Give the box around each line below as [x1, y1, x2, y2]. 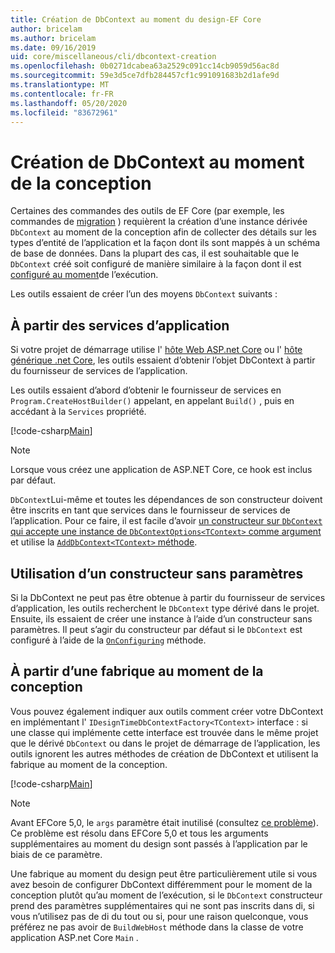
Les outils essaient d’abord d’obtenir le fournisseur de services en [10, 384, 282, 396]
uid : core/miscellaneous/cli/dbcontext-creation [10, 52, 217, 62]
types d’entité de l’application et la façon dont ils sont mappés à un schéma [10, 237, 321, 249]
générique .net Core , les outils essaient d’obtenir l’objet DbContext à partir [10, 354, 316, 366]
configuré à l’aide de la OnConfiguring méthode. [10, 634, 207, 646]
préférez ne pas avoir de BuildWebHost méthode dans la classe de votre [10, 921, 304, 933]
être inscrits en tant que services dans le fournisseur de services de [10, 504, 291, 516]
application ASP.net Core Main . [10, 931, 139, 943]
